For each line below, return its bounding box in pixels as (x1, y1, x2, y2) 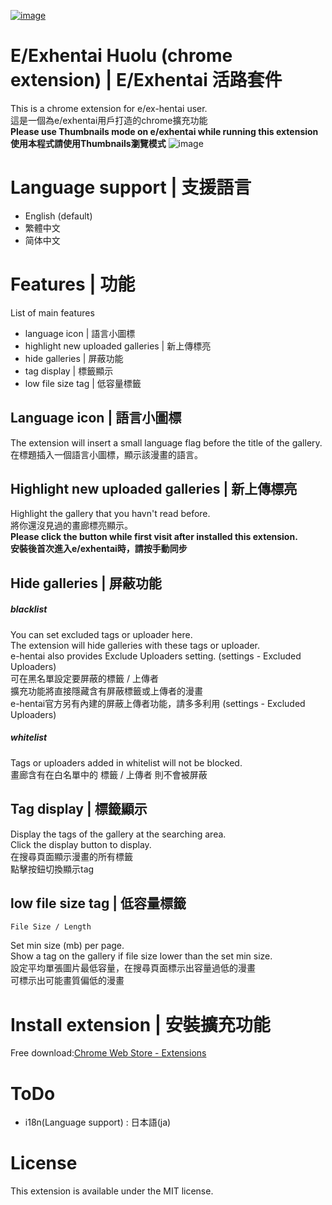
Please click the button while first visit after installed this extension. (10, 531, 298, 543)
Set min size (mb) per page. (10, 940, 125, 952)
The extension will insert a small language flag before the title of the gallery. (10, 436, 323, 449)
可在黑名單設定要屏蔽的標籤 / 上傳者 (10, 672, 159, 684)
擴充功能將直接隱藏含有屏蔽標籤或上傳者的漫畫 (10, 685, 203, 697)
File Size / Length (10, 922, 92, 932)
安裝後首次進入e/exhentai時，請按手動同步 (10, 543, 188, 555)
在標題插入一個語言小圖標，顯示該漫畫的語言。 (10, 448, 203, 460)
